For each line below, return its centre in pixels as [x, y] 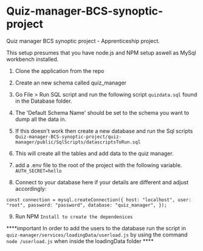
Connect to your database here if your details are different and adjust [102, 182]
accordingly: [31, 188]
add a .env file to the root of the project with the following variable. [98, 165]
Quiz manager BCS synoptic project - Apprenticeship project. [83, 41]
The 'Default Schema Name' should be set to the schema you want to [102, 112]
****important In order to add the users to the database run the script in [96, 228]
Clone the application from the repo [60, 70]
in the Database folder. [43, 101]
